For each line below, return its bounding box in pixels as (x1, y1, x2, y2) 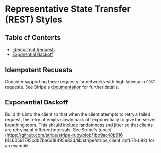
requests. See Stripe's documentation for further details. (5, 84, 119, 90)
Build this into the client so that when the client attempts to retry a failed (5, 111, 151, 117)
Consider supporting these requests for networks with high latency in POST (5, 78, 156, 84)
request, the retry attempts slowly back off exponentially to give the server (5, 116, 156, 122)
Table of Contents (5, 33, 61, 42)
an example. (5, 142, 30, 148)
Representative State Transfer (5, 3, 131, 15)
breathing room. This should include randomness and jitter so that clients (5, 122, 153, 127)
